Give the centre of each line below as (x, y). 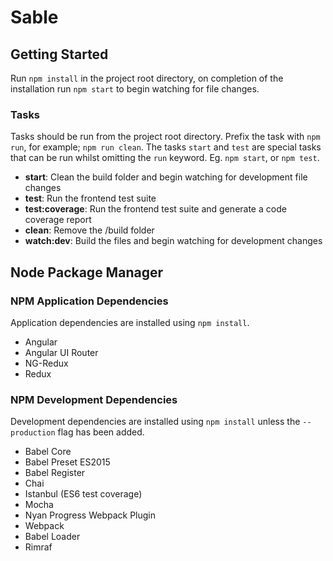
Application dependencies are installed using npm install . (130, 322)
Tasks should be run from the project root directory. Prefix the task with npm (165, 137)
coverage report (58, 220)
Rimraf (38, 547)
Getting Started (59, 54)
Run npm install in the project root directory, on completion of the (147, 78)
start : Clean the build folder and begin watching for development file (166, 177)
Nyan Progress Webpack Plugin (90, 515)
